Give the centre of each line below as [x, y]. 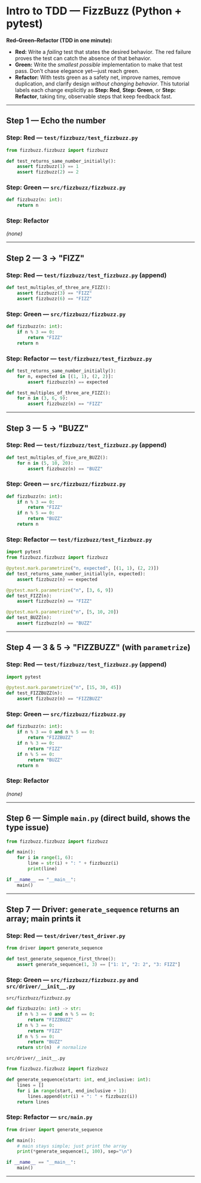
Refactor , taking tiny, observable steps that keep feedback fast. [93, 96]
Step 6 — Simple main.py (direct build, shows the [98, 818]
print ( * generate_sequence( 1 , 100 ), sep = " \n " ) [75, 1152]
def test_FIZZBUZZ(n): [34, 693]
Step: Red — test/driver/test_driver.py [66, 935]
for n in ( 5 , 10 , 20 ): [45, 463]
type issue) [28, 827]
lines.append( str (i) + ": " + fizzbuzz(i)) [83, 1096]
